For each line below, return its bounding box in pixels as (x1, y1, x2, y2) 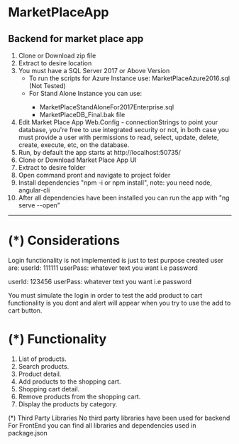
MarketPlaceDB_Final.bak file (39, 111, 126, 119)
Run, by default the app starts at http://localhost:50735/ (18, 148, 182, 156)
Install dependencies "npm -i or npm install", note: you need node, (18, 178, 212, 187)
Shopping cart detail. (18, 384, 80, 393)
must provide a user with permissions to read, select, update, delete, (18, 133, 219, 141)
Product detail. (18, 369, 62, 378)
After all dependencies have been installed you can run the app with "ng (18, 193, 230, 202)
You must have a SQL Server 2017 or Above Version (18, 67, 170, 75)
